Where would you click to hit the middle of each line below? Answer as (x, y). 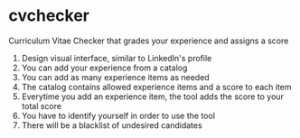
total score (42, 106)
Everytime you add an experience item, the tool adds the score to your (152, 97)
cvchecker (49, 16)
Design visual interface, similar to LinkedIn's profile (117, 58)
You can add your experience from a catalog (104, 68)
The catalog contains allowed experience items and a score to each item (156, 87)
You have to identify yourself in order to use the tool (118, 115)
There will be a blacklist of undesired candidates (112, 125)
